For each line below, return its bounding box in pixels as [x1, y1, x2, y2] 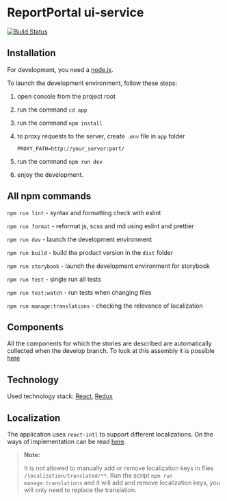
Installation [7, 47, 56, 59]
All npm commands [7, 191, 92, 202]
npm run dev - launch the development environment [7, 235, 152, 243]
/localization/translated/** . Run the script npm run [23, 472, 173, 479]
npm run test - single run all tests [7, 275, 101, 283]
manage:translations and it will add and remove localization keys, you [23, 478, 221, 487]
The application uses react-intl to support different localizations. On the [7, 430, 214, 438]
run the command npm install [16, 119, 103, 127]
